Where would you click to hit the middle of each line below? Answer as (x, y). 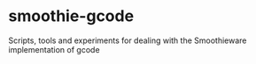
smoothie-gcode (71, 16)
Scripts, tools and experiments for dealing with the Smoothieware (128, 40)
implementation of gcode (54, 49)
